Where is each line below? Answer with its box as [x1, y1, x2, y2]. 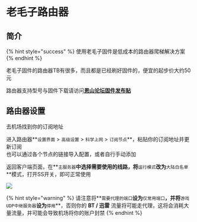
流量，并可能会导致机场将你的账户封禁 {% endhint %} [11, 209, 142, 216]
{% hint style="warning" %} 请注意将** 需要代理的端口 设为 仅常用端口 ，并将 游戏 [6, 194, 190, 201]
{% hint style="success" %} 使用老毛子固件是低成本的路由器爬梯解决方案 [6, 48, 186, 55]
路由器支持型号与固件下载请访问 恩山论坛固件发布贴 [6, 87, 131, 94]
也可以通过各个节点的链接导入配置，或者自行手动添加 [6, 150, 136, 158]
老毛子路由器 [6, 5, 69, 19]
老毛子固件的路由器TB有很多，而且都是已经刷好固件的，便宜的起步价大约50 [6, 67, 191, 74]
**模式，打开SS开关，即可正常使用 [6, 170, 91, 177]
